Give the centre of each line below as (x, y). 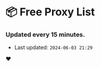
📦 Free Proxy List (50, 12)
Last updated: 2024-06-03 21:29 (53, 47)
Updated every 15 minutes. (45, 35)
